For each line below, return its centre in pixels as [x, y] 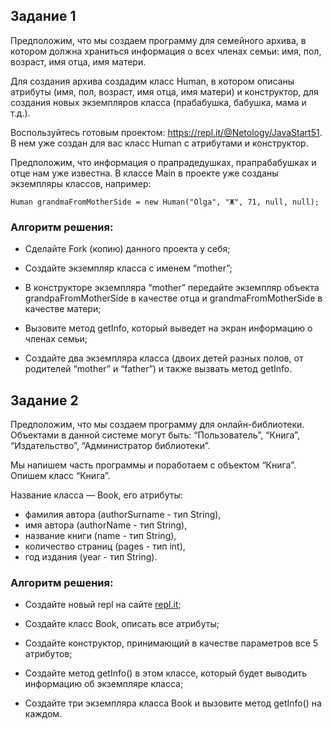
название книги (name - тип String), [100, 535]
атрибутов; [48, 654]
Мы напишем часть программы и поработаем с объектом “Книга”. [153, 465]
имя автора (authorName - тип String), [106, 525]
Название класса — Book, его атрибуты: [96, 495]
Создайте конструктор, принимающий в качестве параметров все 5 [171, 643]
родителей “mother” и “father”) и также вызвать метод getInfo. [158, 369]
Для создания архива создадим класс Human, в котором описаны [152, 81]
